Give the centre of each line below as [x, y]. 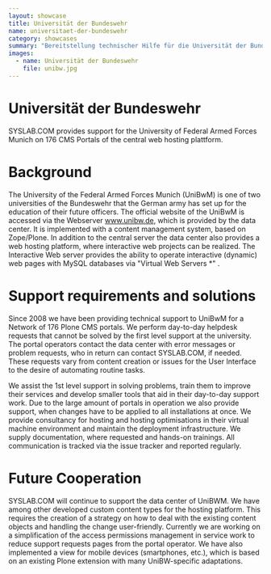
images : [21, 53]
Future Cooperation [75, 478]
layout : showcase [38, 16]
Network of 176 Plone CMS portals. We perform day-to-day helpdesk [123, 327]
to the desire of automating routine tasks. [77, 369]
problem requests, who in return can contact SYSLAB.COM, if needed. [125, 352]
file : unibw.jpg [50, 69]
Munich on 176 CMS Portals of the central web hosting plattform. [116, 139]
